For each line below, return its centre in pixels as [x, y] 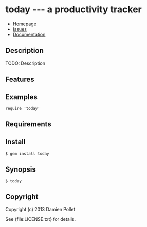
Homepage [25, 24]
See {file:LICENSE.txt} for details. [41, 219]
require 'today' [23, 108]
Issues [20, 29]
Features [20, 79]
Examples [21, 97]
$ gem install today [27, 154]
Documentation [29, 34]
